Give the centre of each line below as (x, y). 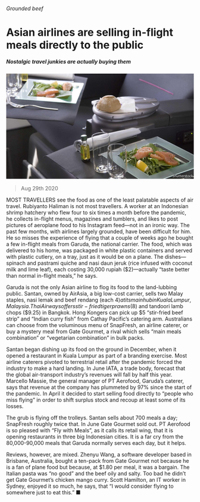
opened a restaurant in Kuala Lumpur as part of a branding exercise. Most (97, 356)
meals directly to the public (75, 45)
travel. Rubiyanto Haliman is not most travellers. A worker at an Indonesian (97, 206)
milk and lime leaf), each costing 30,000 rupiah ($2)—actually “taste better (98, 269)
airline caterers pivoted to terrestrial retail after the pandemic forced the (94, 362)
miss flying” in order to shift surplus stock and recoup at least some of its (96, 400)
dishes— (175, 257)
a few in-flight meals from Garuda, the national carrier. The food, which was (99, 244)
